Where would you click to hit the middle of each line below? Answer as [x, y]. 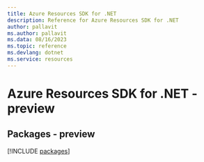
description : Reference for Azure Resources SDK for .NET [93, 20]
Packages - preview [51, 134]
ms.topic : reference [37, 46]
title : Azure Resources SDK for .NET [62, 14]
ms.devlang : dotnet [36, 53]
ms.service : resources [40, 59]
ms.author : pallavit [37, 33]
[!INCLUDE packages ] [39, 151]
